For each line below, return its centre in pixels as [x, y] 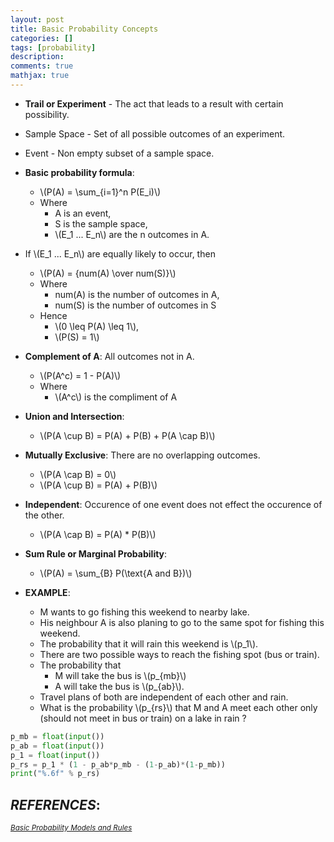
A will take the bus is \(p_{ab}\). [119, 686]
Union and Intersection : [74, 416]
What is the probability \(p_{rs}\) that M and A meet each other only [178, 707]
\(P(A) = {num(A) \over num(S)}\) [108, 273]
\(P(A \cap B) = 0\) [78, 474]
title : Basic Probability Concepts [84, 29]
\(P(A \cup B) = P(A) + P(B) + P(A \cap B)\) [127, 435]
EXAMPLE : [47, 592]
